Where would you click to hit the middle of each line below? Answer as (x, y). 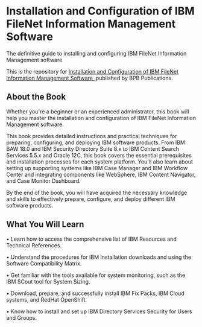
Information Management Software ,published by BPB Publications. (90, 78)
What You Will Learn (45, 224)
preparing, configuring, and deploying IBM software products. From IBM (96, 142)
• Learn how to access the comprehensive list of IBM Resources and (91, 239)
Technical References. (34, 245)
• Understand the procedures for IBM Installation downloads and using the (99, 257)
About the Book (36, 97)
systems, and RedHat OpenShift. (47, 299)
